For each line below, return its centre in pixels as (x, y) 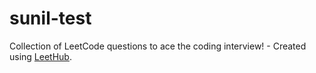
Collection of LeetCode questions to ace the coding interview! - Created (158, 46)
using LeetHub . (40, 56)
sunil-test (50, 18)
